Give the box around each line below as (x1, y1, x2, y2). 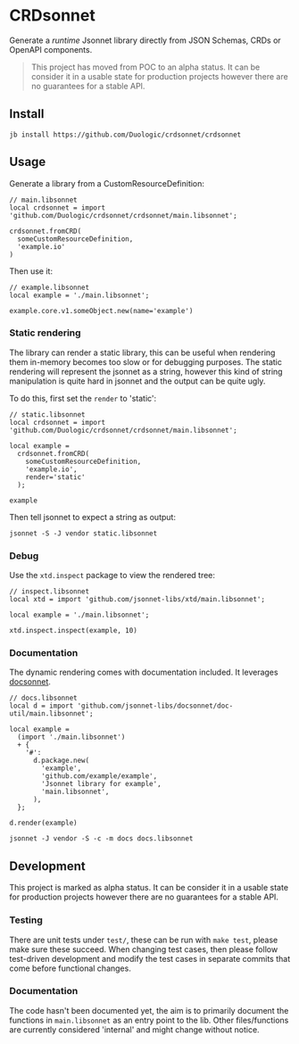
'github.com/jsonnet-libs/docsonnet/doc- (77, 701, 234, 710)
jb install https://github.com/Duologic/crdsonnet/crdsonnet (9, 130, 242, 139)
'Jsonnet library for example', (41, 780, 162, 789)
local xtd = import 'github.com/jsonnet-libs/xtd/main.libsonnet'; (9, 595, 266, 604)
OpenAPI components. (9, 44, 93, 54)
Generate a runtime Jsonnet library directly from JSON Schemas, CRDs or (9, 35, 281, 46)
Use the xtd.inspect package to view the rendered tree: (9, 570, 216, 581)
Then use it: (9, 265, 54, 277)
